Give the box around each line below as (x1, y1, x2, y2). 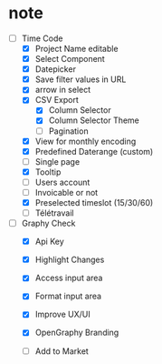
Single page (34, 156, 81, 167)
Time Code (21, 33, 63, 44)
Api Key (34, 236, 64, 248)
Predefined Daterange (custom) (34, 146, 154, 157)
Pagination (48, 126, 89, 136)
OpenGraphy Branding (34, 327, 119, 339)
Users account (34, 177, 91, 187)
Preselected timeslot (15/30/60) (34, 197, 154, 207)
